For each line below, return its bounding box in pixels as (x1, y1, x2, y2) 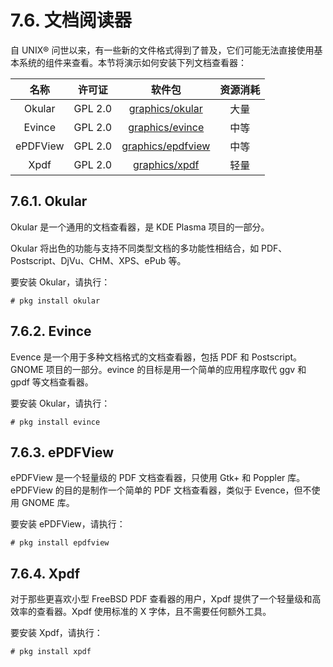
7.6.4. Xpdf (10, 565, 81, 582)
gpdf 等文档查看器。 (10, 376, 94, 388)
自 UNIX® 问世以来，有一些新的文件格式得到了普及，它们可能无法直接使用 (10, 44, 315, 56)
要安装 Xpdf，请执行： (10, 627, 103, 639)
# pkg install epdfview (10, 538, 110, 548)
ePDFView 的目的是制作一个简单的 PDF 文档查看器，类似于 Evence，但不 (10, 484, 312, 496)
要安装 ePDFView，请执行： (10, 518, 126, 530)
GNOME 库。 (21, 497, 75, 509)
